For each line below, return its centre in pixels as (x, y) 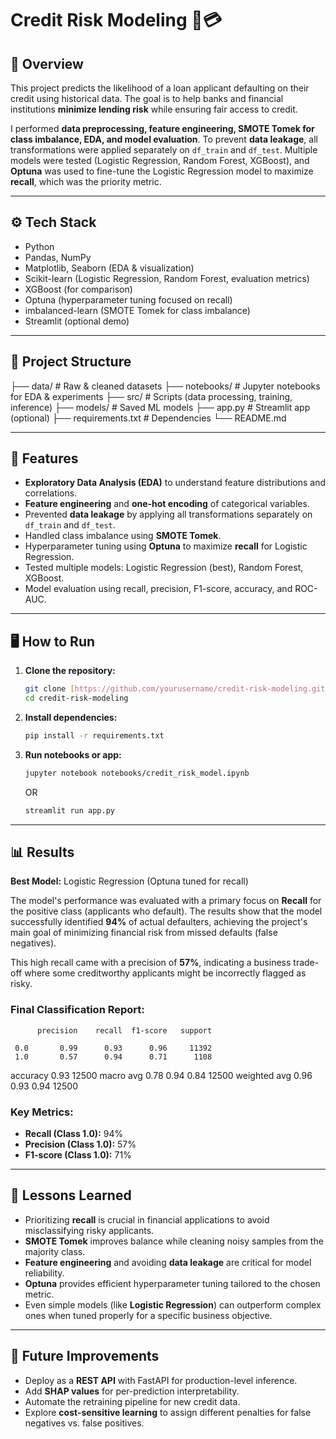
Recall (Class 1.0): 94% (74, 1134)
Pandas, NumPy (58, 257)
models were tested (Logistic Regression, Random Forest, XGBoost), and (160, 160)
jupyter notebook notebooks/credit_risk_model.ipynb (137, 773)
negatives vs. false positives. (84, 1423)
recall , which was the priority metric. (86, 181)
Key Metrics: (42, 1112)
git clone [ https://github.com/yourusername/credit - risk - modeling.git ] (177, 689)
